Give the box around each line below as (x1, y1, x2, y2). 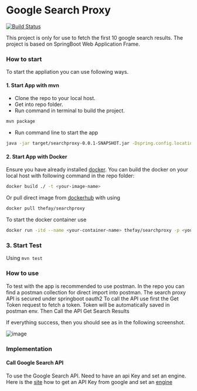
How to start (6, 55, 42, 63)
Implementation (6, 345, 53, 353)
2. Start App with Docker (6, 153, 67, 160)
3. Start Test (6, 241, 42, 249)
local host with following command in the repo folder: (6, 172, 135, 179)
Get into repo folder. (14, 101, 63, 108)
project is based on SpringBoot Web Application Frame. (6, 40, 141, 47)
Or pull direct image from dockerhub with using (6, 194, 120, 201)
